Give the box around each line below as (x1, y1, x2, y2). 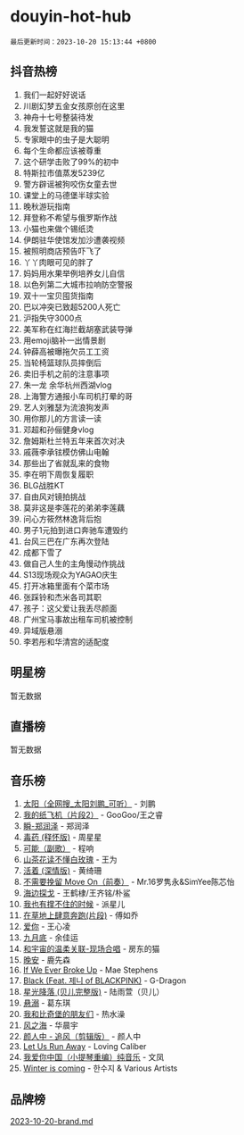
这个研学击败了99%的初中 (22, 156, 119, 167)
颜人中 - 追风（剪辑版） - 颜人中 (22, 1031, 142, 1042)
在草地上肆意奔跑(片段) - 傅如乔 (22, 910, 139, 921)
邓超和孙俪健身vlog (22, 424, 94, 435)
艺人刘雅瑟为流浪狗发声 (22, 402, 110, 413)
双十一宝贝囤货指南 (22, 290, 94, 301)
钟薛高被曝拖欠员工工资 (22, 346, 110, 356)
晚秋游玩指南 (22, 201, 70, 212)
